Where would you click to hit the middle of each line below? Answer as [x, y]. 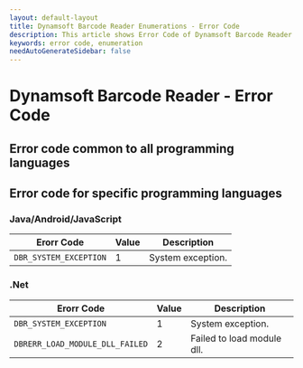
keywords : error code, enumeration [76, 43]
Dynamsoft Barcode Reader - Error [141, 96]
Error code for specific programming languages [146, 194]
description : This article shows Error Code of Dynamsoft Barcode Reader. [153, 34]
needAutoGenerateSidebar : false [70, 52]
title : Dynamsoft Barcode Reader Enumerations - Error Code [125, 26]
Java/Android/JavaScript [65, 220]
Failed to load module [236, 338]
